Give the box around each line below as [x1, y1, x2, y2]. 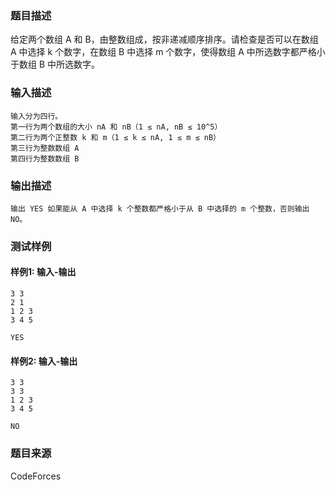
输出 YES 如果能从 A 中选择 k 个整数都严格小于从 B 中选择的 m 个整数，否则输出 [10, 203, 310, 214]
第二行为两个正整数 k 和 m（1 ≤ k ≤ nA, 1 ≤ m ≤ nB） [10, 132, 221, 142]
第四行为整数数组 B [10, 153, 80, 164]
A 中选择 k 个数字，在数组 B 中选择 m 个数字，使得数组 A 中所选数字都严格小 [10, 46, 326, 58]
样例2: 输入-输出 [10, 355, 78, 367]
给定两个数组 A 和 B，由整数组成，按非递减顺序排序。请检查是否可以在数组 [10, 33, 319, 46]
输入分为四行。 [10, 111, 63, 121]
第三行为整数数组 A [10, 143, 80, 153]
